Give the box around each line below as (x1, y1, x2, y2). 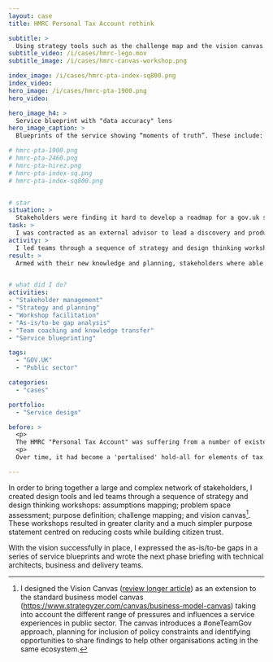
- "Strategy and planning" (8, 304, 100, 312)
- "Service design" (15, 408, 82, 416)
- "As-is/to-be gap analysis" (8, 318, 111, 327)
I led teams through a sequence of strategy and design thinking (15, 243, 242, 252)
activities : (8, 288, 49, 297)
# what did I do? (8, 281, 67, 289)
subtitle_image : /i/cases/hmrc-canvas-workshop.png (8, 57, 187, 65)
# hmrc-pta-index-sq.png (8, 169, 93, 178)
